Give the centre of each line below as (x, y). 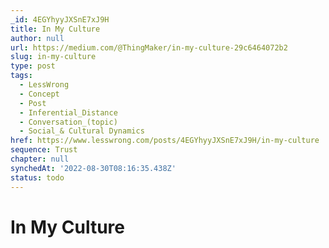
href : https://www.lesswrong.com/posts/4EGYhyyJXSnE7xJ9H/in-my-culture (165, 141)
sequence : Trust (44, 150)
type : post (33, 66)
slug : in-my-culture (53, 57)
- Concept (39, 94)
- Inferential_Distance (68, 112)
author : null (37, 38)
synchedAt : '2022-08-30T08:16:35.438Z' (93, 168)
